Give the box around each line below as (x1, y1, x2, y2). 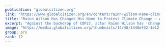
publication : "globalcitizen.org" (5, 7, 76, 12)
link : (5, 12, 16, 17)
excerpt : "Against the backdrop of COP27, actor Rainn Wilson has (5, 21, 144, 26)
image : (5, 25, 19, 30)
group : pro (5, 30, 27, 35)
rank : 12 (5, 35, 23, 40)
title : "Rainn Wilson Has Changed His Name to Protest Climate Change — (5, 16, 157, 21)
